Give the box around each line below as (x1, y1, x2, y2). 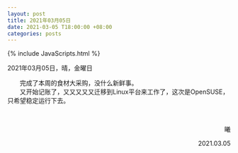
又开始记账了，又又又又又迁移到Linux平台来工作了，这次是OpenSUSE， (20, 87, 229, 96)
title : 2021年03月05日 (7, 17, 72, 24)
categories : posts (7, 30, 62, 37)
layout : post (7, 10, 46, 18)
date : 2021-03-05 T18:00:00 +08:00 (7, 23, 113, 30)
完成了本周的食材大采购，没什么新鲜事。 (20, 79, 138, 87)
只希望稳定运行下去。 (7, 97, 69, 105)
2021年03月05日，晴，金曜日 (7, 64, 93, 73)
